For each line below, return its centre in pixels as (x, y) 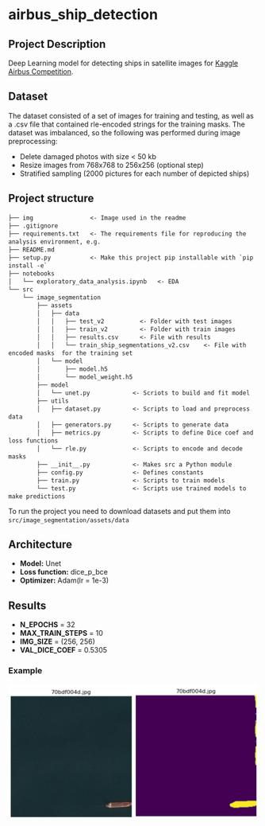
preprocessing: (33, 141)
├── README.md (32, 249)
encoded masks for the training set (71, 353)
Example (25, 671)
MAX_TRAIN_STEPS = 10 (61, 633)
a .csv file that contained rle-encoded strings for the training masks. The (127, 124)
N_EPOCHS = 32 (47, 625)
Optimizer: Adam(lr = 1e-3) (64, 581)
